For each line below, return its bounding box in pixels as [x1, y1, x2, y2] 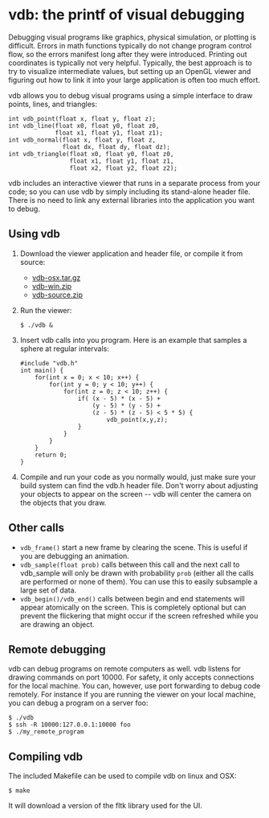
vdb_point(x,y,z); [106, 415, 169, 423]
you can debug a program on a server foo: [8, 698, 149, 708]
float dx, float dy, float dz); [62, 143, 171, 151]
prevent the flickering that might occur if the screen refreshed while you [19, 610, 259, 621]
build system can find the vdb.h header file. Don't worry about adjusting [19, 481, 259, 490]
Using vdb [8, 227, 60, 241]
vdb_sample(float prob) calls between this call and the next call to [19, 560, 240, 569]
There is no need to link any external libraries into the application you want [8, 195, 255, 204]
